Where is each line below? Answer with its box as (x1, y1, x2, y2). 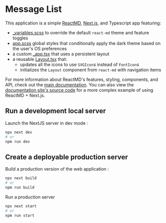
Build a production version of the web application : (5, 166, 109, 172)
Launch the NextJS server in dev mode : (5, 120, 88, 126)
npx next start (5, 204, 37, 209)
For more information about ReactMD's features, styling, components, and (5, 76, 158, 82)
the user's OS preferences (12, 45, 67, 51)
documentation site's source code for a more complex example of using (5, 87, 153, 93)
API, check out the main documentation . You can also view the (5, 81, 134, 88)
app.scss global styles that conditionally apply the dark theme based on (12, 40, 161, 46)
